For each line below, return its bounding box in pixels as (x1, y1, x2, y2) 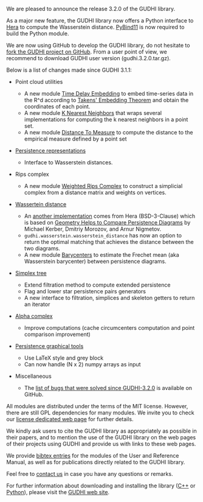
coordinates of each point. (24, 103, 91, 110)
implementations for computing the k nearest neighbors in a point (24, 116, 188, 123)
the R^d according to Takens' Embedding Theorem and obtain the (24, 97, 189, 103)
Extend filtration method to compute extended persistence (24, 281, 171, 288)
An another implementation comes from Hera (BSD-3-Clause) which (24, 212, 196, 220)
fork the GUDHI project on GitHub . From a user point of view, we (6, 48, 167, 55)
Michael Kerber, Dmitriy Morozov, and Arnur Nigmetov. (24, 225, 162, 232)
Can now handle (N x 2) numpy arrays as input (24, 361, 141, 368)
